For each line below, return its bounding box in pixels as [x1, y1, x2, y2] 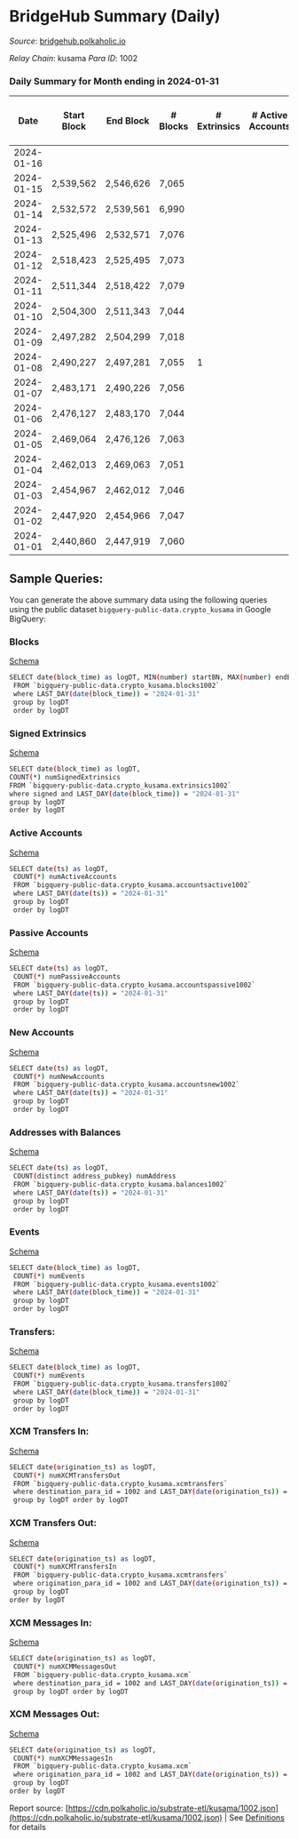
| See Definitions [224, 1811, 286, 1823]
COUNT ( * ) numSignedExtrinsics [9, 772, 122, 781]
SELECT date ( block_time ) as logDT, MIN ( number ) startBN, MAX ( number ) [9, 673, 272, 682]
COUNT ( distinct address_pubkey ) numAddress [12, 1171, 176, 1181]
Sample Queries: [9, 571, 104, 586]
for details [9, 1821, 46, 1832]
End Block [106, 115, 150, 127]
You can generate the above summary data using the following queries [9, 595, 268, 605]
